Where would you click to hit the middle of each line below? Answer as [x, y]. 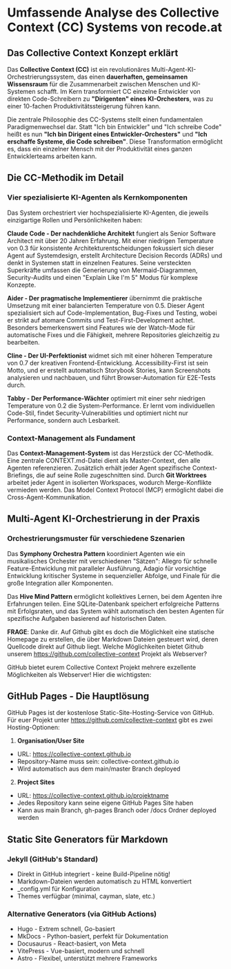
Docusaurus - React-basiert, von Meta [72, 943]
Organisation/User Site [51, 741]
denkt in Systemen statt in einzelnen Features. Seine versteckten [99, 262]
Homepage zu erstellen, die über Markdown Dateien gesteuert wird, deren [113, 639]
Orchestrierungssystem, [41, 77]
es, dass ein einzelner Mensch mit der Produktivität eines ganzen [100, 149]
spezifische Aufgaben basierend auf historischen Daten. [87, 618]
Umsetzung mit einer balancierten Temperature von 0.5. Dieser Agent [106, 305]
